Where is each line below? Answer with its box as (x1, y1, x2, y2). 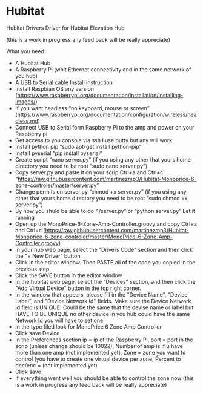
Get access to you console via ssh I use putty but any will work (15, 136, 173, 143)
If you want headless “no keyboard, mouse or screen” (15, 104, 150, 111)
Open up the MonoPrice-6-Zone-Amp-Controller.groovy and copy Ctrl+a (15, 220, 197, 228)
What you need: (6, 47, 46, 55)
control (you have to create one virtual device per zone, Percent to (15, 355, 181, 363)
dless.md (15, 117, 38, 125)
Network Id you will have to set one (15, 317, 104, 324)
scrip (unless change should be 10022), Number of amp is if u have (15, 342, 184, 349)
